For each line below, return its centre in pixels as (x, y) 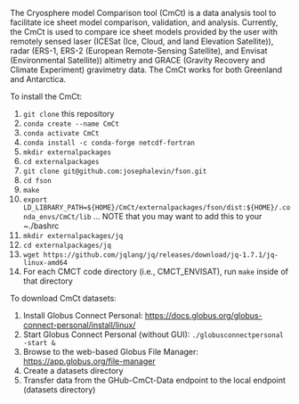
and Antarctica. (38, 79)
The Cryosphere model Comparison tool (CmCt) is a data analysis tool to (143, 13)
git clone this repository (69, 114)
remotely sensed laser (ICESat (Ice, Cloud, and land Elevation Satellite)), (142, 41)
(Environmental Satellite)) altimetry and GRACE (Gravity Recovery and (138, 60)
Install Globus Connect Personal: (83, 315)
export (35, 200)
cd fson (37, 181)
